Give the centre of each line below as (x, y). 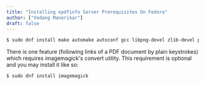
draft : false (23, 23)
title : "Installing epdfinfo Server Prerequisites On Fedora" (87, 12)
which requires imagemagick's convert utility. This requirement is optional (99, 58)
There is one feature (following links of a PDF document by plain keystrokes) (103, 52)
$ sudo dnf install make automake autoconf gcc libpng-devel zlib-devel (101, 40)
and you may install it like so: (42, 65)
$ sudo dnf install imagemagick (47, 76)
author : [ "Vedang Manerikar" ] (45, 18)
